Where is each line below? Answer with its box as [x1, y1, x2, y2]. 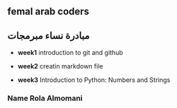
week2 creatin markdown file [17, 62, 103, 71]
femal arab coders [7, 6, 90, 18]
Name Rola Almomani [7, 93, 83, 103]
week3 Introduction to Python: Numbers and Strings [17, 76, 171, 84]
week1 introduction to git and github [17, 49, 123, 57]
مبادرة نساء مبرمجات [7, 30, 90, 42]
